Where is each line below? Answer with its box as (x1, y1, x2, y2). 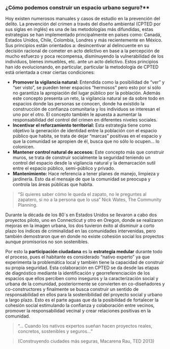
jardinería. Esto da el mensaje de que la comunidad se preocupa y (12, 176, 151, 182)
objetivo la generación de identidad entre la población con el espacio (12, 128, 157, 134)
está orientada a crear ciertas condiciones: (5, 69, 95, 75)
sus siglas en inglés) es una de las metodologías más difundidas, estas (5, 26, 154, 32)
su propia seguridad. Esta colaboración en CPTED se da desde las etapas (5, 265, 159, 271)
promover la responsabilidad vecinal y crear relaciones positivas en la (5, 308, 151, 314)
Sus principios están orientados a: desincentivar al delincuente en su (5, 43, 150, 49)
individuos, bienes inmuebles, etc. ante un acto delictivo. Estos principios (5, 59, 158, 65)
